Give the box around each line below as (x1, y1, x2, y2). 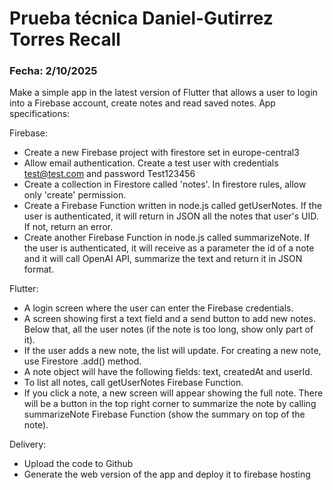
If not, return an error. (23, 221, 114, 233)
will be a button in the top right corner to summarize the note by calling (23, 398, 317, 410)
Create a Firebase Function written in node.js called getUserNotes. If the (23, 200, 322, 212)
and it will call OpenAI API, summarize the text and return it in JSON (23, 253, 303, 265)
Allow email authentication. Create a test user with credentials (23, 157, 279, 169)
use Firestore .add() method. (23, 355, 142, 367)
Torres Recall (9, 28, 121, 51)
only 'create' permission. (23, 189, 127, 201)
